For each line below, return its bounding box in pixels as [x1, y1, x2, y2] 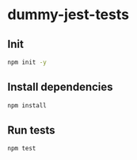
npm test [7, 145, 36, 153]
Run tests [7, 123, 55, 137]
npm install [7, 101, 47, 109]
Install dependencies [7, 80, 113, 94]
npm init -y [7, 58, 47, 66]
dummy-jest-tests [7, 6, 130, 24]
